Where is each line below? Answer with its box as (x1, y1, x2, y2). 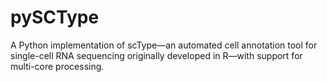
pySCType (10, 6, 100, 29)
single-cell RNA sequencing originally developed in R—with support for (10, 49, 303, 61)
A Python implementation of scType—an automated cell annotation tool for (10, 39, 318, 51)
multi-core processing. (10, 60, 105, 72)
